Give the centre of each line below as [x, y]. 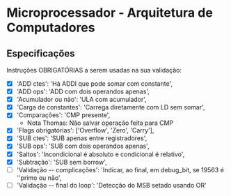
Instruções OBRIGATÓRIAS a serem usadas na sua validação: [94, 70]
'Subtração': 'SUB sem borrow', [62, 162]
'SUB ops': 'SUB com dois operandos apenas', [83, 146]
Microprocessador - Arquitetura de [110, 13]
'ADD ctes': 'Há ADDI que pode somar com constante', [95, 84]
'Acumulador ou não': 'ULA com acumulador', [81, 100]
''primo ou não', [39, 178]
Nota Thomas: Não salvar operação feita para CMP [100, 123]
